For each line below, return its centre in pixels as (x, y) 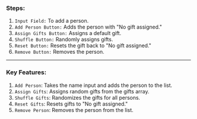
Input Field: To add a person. (52, 21)
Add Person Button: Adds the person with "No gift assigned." (88, 27)
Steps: (16, 8)
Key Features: (26, 72)
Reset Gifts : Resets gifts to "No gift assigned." (71, 104)
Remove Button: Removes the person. (59, 52)
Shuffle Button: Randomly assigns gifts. (64, 40)
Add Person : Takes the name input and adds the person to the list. (94, 85)
